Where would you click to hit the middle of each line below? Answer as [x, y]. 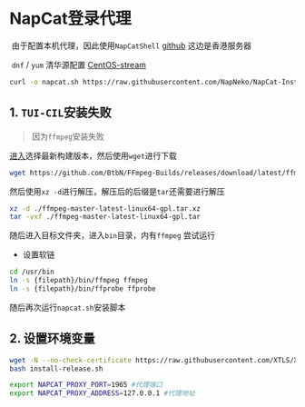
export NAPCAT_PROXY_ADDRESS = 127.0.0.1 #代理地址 [102, 393]
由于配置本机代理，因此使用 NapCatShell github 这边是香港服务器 [132, 45]
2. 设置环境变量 [52, 338]
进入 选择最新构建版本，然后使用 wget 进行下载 [93, 155]
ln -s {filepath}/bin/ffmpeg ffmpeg [79, 281]
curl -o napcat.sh [44, 82]
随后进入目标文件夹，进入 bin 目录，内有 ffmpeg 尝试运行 [113, 235]
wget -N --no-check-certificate [70, 360]
